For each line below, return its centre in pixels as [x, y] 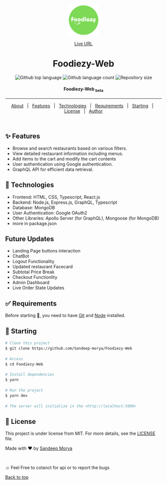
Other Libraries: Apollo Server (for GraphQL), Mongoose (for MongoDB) [86, 218]
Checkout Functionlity [35, 277]
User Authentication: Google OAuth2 [50, 213]
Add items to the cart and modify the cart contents [64, 159]
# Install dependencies [30, 375]
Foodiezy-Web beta [83, 89]
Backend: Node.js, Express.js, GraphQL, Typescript [65, 202]
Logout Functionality [33, 261]
